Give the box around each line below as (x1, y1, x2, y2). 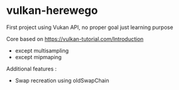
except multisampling (15, 47, 69, 54)
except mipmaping (15, 53, 62, 60)
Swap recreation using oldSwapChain (15, 77, 109, 84)
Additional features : (6, 65, 57, 72)
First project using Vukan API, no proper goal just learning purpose (6, 24, 174, 31)
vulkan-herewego (6, 4, 98, 18)
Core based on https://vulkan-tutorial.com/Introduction (6, 35, 144, 42)
